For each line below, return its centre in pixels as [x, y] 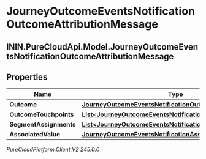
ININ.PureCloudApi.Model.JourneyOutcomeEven [102, 47]
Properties [27, 77]
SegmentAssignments [43, 125]
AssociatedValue [35, 135]
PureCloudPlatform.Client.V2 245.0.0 [53, 150]
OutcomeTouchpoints [42, 114]
